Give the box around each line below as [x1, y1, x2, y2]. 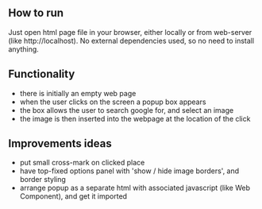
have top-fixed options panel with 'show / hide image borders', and [19, 166, 240, 176]
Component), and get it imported [19, 192, 128, 201]
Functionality [8, 68, 75, 81]
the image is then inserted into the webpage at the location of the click [19, 114, 251, 123]
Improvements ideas [8, 137, 113, 150]
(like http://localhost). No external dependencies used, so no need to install [8, 36, 255, 45]
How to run [8, 6, 64, 20]
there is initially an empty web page [19, 88, 137, 98]
